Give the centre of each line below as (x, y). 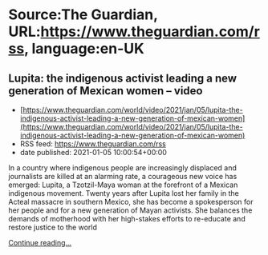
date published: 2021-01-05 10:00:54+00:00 (93, 152)
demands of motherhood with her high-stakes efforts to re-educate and (127, 219)
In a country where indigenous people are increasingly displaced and (122, 168)
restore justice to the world (53, 227)
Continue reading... (40, 243)
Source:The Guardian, (83, 15)
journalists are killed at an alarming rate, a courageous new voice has (123, 176)
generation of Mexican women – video (106, 91)
